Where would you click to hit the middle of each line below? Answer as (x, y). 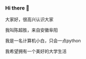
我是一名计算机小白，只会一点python (43, 41)
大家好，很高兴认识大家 (29, 19)
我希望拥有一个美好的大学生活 (36, 51)
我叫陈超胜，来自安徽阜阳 (31, 30)
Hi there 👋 (17, 8)
